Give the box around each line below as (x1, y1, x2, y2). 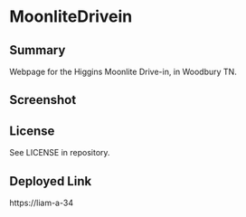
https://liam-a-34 (9, 197, 74, 209)
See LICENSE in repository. (9, 147, 110, 158)
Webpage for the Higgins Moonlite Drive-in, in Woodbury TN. (9, 66, 237, 77)
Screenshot (9, 92, 77, 108)
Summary (9, 42, 66, 58)
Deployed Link (9, 174, 92, 189)
